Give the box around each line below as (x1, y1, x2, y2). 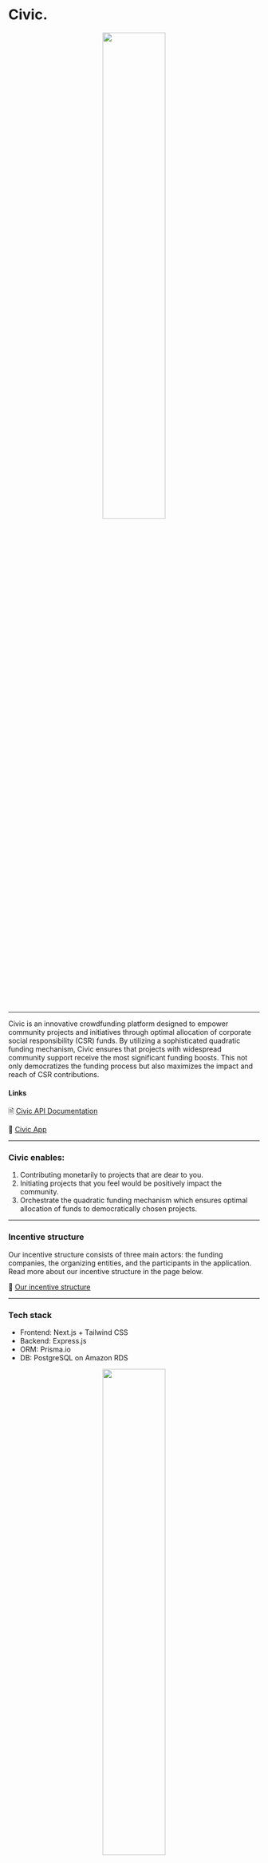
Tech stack (8, 1309, 52, 1320)
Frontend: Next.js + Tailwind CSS (19, 1328, 129, 1337)
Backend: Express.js (19, 1336, 87, 1346)
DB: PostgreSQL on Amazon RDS (19, 1353, 129, 1363)
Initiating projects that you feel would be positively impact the (19, 1178, 222, 1188)
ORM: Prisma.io (19, 1344, 72, 1354)
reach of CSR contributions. (8, 1069, 100, 1079)
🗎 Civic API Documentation (8, 1107, 98, 1116)
